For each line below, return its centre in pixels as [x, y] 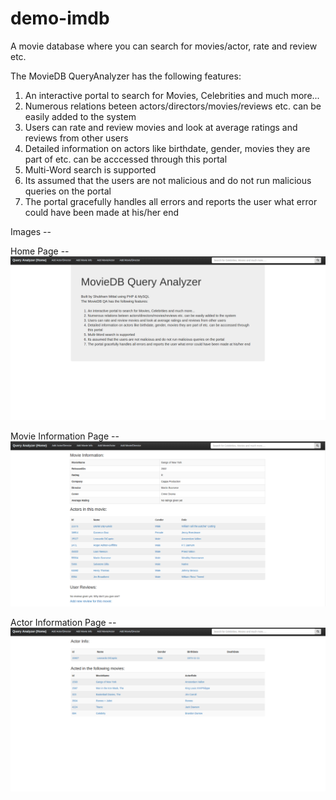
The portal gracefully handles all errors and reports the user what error [171, 201]
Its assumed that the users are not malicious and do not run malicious [168, 180]
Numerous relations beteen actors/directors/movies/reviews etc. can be [173, 106]
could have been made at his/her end [102, 212]
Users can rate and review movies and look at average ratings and [161, 127]
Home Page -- [40, 251]
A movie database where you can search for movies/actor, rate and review [164, 46]
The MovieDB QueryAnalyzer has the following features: [126, 76]
